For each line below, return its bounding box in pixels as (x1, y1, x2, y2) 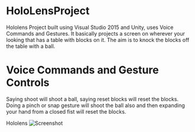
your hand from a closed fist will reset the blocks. (6, 108, 126, 115)
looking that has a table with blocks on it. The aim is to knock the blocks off (6, 36, 190, 43)
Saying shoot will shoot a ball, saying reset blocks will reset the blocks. (6, 95, 179, 102)
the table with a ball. (6, 43, 56, 50)
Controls (6, 76, 50, 89)
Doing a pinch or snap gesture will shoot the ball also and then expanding (6, 102, 185, 109)
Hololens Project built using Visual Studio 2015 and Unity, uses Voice (6, 24, 174, 31)
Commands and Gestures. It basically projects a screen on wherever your (6, 30, 185, 37)
